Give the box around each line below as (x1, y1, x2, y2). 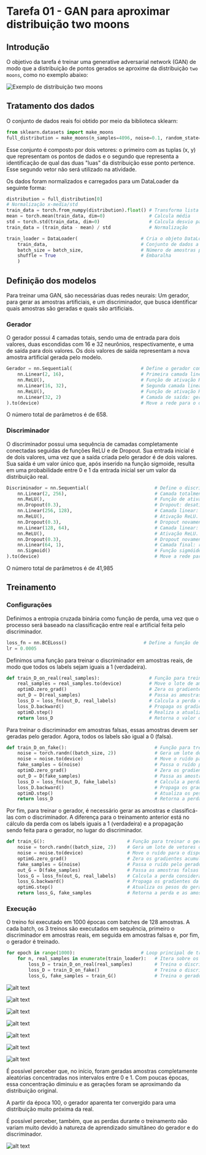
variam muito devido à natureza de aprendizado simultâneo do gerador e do (6, 1124, 199, 1131)
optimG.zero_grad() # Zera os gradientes (17, 856, 183, 862)
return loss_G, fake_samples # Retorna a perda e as (17, 890, 188, 896)
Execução (6, 904, 37, 913)
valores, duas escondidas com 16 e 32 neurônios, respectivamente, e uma (6, 341, 194, 348)
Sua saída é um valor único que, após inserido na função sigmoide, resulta (6, 460, 195, 467)
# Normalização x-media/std (6, 202, 78, 208)
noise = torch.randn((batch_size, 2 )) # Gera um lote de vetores (17, 844, 196, 851)
